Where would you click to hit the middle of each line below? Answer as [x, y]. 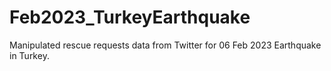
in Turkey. [29, 55]
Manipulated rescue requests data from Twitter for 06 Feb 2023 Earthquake [165, 45]
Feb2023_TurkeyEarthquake [130, 17]
